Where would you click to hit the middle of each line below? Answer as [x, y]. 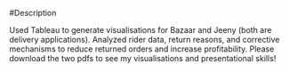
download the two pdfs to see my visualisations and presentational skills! [143, 58]
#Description [33, 13]
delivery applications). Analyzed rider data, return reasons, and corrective [144, 40]
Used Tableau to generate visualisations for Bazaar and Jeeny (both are [140, 30]
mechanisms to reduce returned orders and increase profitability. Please [142, 49]
